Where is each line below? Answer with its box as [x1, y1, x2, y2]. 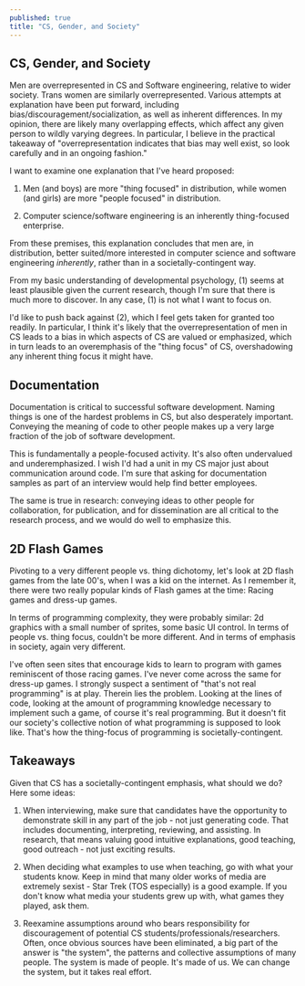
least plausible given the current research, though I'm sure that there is [9, 285, 276, 296]
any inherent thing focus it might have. [9, 351, 154, 362]
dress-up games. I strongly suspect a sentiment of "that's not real [9, 677, 257, 689]
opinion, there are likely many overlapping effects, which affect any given [9, 119, 284, 130]
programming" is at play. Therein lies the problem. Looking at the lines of [9, 687, 282, 698]
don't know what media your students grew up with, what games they [22, 890, 285, 901]
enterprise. [22, 220, 65, 231]
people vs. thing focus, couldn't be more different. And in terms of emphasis [9, 631, 296, 642]
